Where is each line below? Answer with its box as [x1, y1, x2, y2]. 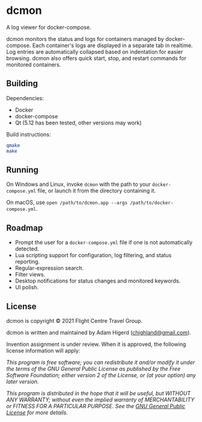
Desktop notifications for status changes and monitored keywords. [14, 277, 181, 284]
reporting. [14, 258, 40, 266]
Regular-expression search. [14, 264, 84, 272]
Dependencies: [6, 94, 44, 101]
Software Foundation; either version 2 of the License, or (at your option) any [6, 371, 196, 379]
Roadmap [6, 223, 43, 233]
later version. [6, 378, 39, 385]
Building [6, 78, 38, 89]
